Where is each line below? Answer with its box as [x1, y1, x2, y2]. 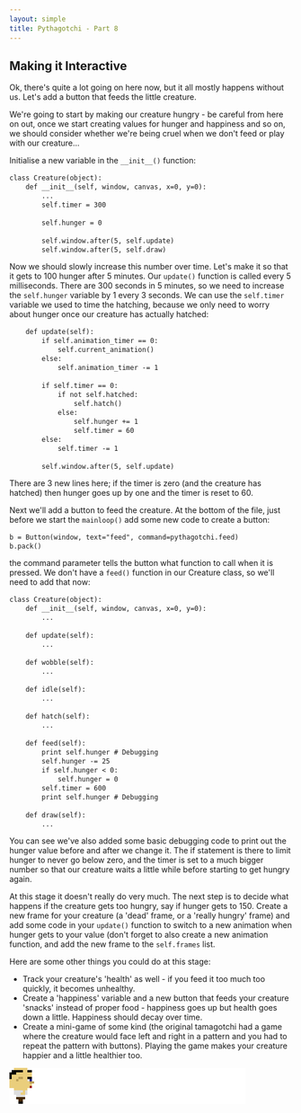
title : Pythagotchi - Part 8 [9, 23, 119, 33]
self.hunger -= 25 [41, 757, 111, 766]
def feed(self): [25, 739, 87, 748]
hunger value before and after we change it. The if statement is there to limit [9, 845, 291, 856]
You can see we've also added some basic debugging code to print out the [9, 835, 288, 846]
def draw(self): [25, 811, 87, 820]
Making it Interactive [9, 58, 128, 74]
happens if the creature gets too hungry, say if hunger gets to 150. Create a [9, 901, 288, 912]
